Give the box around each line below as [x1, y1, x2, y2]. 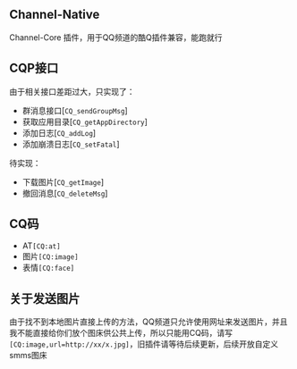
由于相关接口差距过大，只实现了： [9, 86, 135, 96]
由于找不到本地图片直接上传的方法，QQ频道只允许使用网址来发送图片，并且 [9, 316, 288, 327]
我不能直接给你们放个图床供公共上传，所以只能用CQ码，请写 [9, 328, 233, 339]
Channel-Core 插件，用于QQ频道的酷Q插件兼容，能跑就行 [9, 31, 223, 43]
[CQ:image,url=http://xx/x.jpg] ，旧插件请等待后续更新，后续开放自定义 [9, 339, 279, 349]
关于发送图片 [9, 290, 81, 306]
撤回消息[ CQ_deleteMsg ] [21, 188, 108, 198]
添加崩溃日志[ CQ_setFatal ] [21, 138, 120, 149]
